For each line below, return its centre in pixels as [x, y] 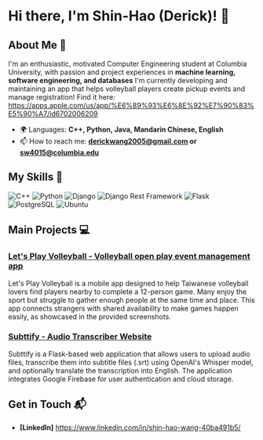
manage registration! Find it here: [62, 97]
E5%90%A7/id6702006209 [53, 114]
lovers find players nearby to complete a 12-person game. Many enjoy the [128, 291]
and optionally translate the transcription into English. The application [121, 370]
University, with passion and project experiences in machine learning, [122, 72]
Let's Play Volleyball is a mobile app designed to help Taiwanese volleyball [128, 283]
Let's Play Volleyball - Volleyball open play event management [129, 256]
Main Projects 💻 [49, 230]
